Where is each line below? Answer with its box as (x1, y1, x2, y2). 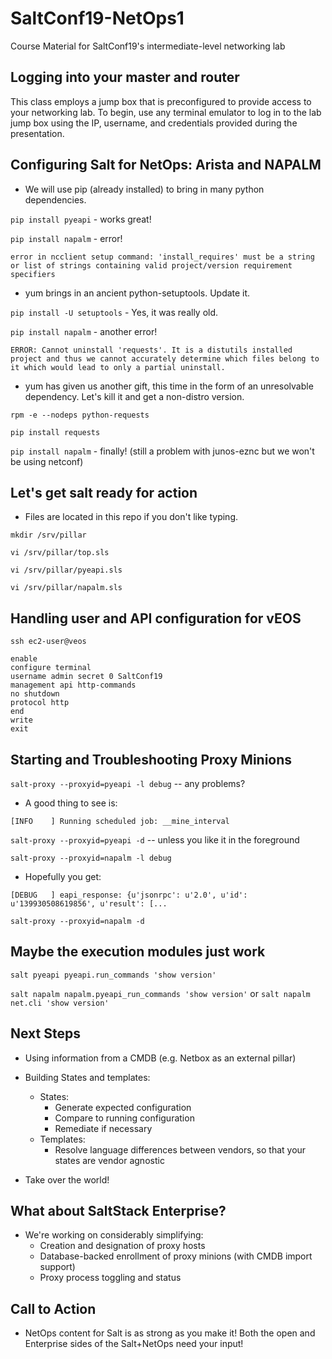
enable (10, 654, 38, 664)
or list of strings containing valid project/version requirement (10, 260, 293, 271)
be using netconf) (10, 455, 84, 467)
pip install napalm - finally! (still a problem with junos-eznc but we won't (10, 445, 315, 457)
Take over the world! (24, 1173, 110, 1186)
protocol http (10, 698, 70, 708)
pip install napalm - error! (10, 232, 123, 244)
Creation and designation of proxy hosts (39, 1240, 206, 1252)
